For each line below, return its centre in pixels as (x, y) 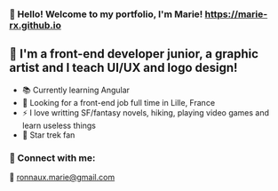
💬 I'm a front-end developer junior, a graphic (134, 54)
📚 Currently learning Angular (76, 90)
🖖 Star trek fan (48, 135)
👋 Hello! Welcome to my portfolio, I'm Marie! (106, 14)
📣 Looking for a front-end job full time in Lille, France (119, 102)
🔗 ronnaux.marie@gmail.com (62, 178)
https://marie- (236, 14)
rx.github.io (36, 25)
